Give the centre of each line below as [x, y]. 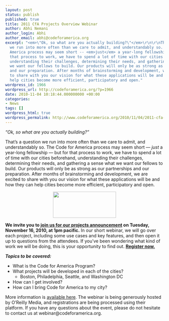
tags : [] [14, 108]
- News [12, 104]
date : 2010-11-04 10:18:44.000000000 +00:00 [53, 94]
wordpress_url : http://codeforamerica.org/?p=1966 [59, 89]
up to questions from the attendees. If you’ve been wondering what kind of [83, 241]
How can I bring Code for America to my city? [60, 287]
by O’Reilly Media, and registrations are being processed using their [75, 302]
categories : [18, 99]
